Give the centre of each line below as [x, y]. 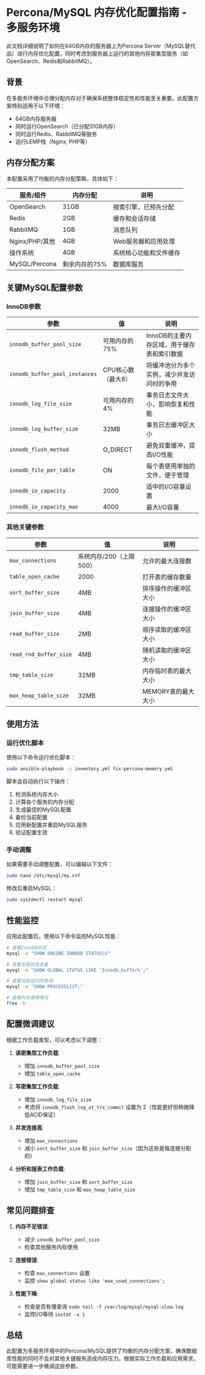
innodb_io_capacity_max [44, 507]
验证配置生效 [31, 832]
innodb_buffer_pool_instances [53, 374]
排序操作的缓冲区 [167, 588]
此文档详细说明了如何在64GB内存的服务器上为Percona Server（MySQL [95, 46]
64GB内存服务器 [36, 118]
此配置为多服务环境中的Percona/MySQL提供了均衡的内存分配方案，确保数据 [102, 1351]
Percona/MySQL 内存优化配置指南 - [97, 13]
